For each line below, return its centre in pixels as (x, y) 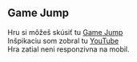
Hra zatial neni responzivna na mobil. (68, 49)
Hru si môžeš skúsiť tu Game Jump (65, 32)
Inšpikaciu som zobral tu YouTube (63, 41)
